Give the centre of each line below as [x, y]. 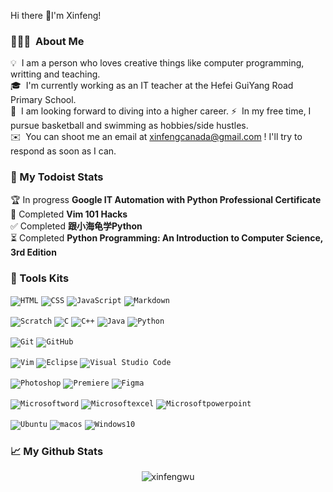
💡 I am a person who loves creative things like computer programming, [157, 63]
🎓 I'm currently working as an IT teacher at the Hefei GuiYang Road [152, 86]
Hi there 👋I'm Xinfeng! [56, 15]
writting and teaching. [55, 74]
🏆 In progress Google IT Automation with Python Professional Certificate [166, 199]
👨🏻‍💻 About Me [47, 41]
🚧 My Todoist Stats [57, 177]
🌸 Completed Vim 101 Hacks [69, 214]
